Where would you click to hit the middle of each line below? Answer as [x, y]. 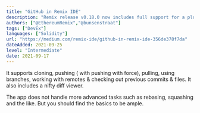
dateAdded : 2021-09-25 [34, 45]
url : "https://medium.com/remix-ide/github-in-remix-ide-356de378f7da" [97, 39]
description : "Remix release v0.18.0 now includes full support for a [96, 17]
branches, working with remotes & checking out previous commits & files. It [99, 79]
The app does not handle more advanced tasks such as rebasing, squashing [100, 97]
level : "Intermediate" [34, 51]
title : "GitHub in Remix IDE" [44, 12]
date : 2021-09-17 [28, 56]
